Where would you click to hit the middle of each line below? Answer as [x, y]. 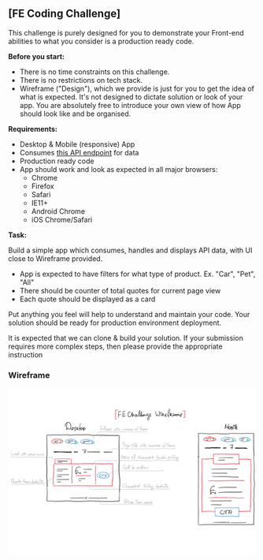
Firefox [43, 186]
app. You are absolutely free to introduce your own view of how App [130, 105]
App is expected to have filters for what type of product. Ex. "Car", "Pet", [137, 274]
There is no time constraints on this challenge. [94, 72]
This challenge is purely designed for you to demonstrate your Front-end [126, 32]
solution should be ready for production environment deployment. [115, 323]
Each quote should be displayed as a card [87, 299]
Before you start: [37, 56]
